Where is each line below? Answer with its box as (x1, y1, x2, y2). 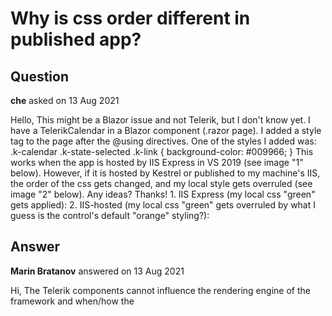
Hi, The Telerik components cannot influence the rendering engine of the (10, 284, 311, 296)
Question (10, 68, 69, 85)
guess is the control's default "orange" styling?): (10, 210, 210, 221)
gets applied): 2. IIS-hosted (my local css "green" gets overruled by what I (10, 199, 317, 211)
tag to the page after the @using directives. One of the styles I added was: (10, 135, 317, 147)
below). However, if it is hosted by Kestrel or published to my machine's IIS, (10, 167, 321, 179)
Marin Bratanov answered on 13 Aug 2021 (10, 265, 185, 277)
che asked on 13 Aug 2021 (10, 95, 120, 106)
